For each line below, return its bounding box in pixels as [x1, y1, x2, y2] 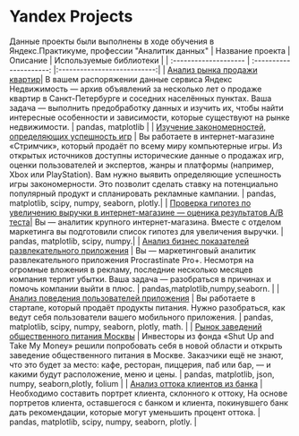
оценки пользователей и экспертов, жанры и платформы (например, [9, 159, 275, 170]
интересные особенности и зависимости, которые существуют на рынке [9, 112, 291, 123]
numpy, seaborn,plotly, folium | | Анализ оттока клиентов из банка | [9, 378, 263, 389]
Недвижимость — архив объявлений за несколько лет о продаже [9, 83, 262, 94]
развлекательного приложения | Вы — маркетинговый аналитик [9, 244, 257, 256]
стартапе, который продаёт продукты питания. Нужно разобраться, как [9, 302, 286, 312]
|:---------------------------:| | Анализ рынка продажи [53, 64, 258, 75]
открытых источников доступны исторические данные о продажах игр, [9, 150, 285, 160]
